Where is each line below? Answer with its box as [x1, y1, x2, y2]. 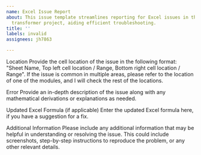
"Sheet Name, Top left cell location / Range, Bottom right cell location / [6, 64, 181, 72]
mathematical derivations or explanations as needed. [6, 95, 136, 102]
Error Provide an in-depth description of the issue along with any [6, 89, 166, 95]
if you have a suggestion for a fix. [6, 113, 89, 120]
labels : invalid [6, 31, 47, 37]
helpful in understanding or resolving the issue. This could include [6, 131, 169, 138]
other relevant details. [6, 144, 60, 150]
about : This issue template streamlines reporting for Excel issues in [6, 14, 188, 20]
